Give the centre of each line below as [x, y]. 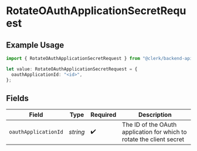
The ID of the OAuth [150, 125]
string [77, 132]
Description [155, 115]
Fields [18, 98]
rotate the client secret [153, 139]
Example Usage [35, 45]
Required [103, 115]
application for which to [154, 132]
